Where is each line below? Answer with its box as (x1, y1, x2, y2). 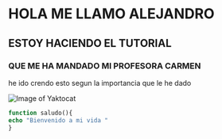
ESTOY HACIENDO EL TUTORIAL (8, 37, 173, 50)
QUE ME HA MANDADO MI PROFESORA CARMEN (8, 60, 201, 71)
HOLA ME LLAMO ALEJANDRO (8, 5, 215, 23)
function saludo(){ (8, 109, 73, 117)
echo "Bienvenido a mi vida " (8, 116, 109, 124)
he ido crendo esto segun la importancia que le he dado (8, 78, 192, 87)
